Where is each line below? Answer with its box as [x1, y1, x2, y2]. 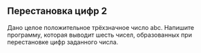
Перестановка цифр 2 [7, 5, 107, 17]
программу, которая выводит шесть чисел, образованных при [7, 31, 192, 39]
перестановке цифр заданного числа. [7, 37, 119, 46]
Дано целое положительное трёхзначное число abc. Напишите [7, 23, 195, 31]
